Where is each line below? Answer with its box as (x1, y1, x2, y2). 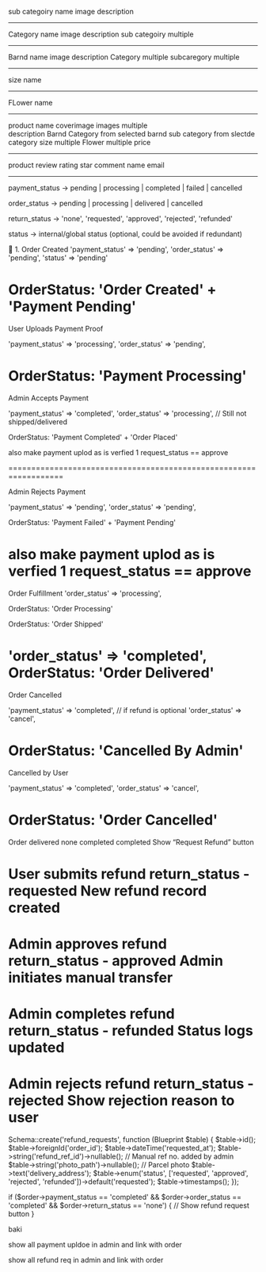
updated (8, 1039, 65, 1057)
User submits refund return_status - (8, 864, 250, 883)
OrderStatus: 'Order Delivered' (8, 664, 215, 681)
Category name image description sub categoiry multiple (8, 29, 194, 39)
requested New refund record (8, 882, 207, 899)
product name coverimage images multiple (8, 121, 148, 130)
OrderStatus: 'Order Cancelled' (8, 810, 218, 829)
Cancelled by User (8, 768, 69, 777)
